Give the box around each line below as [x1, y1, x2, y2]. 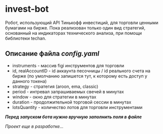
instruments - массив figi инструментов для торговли [12, 62, 125, 68]
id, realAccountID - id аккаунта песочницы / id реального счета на [12, 68, 151, 74]
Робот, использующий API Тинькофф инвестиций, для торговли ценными [5, 20, 159, 26]
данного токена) [12, 78, 47, 84]
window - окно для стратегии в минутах [12, 94, 97, 100]
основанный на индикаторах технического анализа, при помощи [5, 30, 142, 36]
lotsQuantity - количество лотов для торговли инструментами [12, 104, 143, 110]
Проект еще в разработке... [5, 123, 64, 129]
